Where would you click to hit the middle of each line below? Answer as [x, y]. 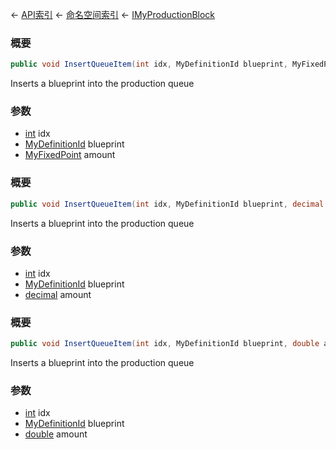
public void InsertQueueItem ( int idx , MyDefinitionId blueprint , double [165, 344]
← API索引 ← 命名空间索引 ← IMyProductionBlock [113, 14]
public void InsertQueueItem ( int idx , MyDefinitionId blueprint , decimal [167, 204]
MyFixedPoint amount [70, 155]
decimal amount [58, 294]
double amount [56, 434]
